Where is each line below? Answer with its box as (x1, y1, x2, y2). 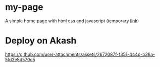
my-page (5, 1, 44, 13)
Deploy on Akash (5, 35, 77, 46)
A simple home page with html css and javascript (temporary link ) (5, 18, 139, 24)
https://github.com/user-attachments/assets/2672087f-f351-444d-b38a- (5, 51, 155, 57)
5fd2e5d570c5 (5, 56, 36, 63)
